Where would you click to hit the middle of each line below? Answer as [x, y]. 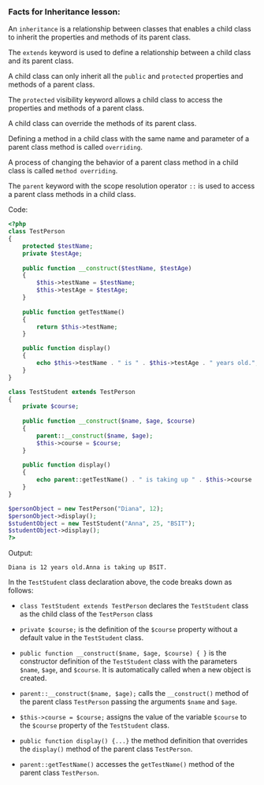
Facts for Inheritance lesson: [64, 12]
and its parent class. [41, 61]
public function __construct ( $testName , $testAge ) [107, 268]
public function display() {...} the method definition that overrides [134, 741]
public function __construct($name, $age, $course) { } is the [123, 653]
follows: [21, 590]
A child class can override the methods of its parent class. [102, 124]
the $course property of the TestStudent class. [94, 725]
